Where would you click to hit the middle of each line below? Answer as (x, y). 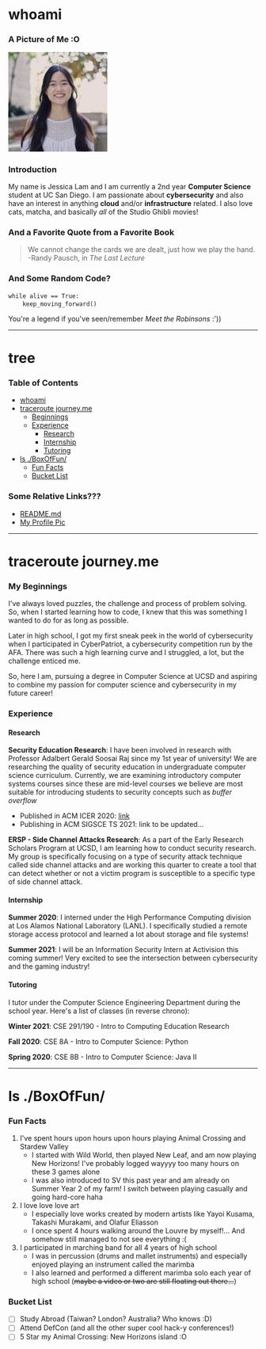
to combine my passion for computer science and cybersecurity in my (123, 685)
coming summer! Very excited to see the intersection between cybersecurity (133, 958)
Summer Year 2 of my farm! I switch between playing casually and (139, 1189)
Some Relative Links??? (55, 497)
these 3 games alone (66, 1172)
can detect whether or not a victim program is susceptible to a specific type (132, 874)
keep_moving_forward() (60, 304)
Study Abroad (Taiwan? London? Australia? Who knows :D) (116, 1319)
